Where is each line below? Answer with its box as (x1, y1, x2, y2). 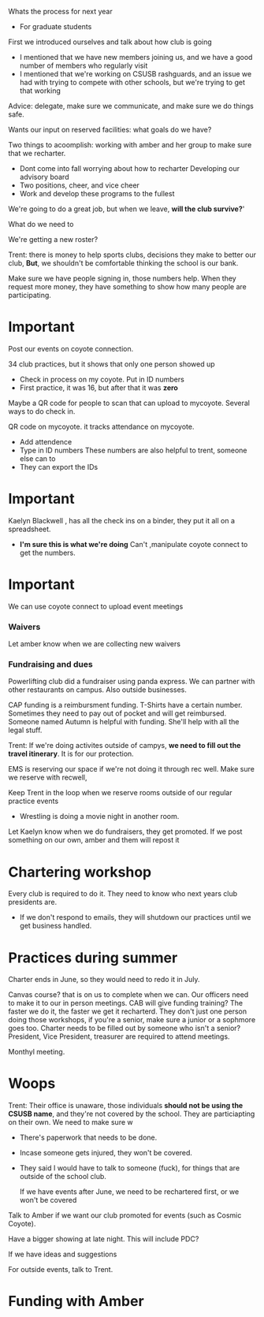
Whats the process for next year (8, 7, 113, 16)
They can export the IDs (19, 462, 99, 471)
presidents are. (8, 898, 58, 907)
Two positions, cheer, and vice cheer (19, 180, 140, 190)
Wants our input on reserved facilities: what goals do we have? (8, 125, 212, 134)
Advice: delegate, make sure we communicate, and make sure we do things (8, 102, 254, 110)
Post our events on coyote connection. (8, 344, 134, 353)
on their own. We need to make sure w (8, 1118, 133, 1127)
